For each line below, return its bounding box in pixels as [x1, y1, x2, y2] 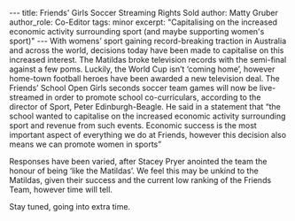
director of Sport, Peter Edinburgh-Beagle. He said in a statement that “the [9, 102, 282, 111]
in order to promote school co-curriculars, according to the [45, 92, 261, 103]
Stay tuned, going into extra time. [9, 202, 131, 211]
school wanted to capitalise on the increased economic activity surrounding [9, 110, 286, 121]
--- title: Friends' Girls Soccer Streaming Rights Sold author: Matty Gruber [9, 8, 279, 18]
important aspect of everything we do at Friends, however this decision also [9, 130, 286, 140]
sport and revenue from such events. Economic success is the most [9, 120, 257, 131]
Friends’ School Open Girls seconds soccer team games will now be [9, 83, 259, 93]
